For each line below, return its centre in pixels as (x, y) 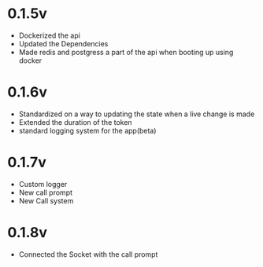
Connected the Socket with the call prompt (88, 254)
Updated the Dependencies (63, 43)
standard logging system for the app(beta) (87, 130)
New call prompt (45, 192)
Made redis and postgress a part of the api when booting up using (126, 52)
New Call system (46, 200)
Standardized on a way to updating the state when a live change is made (137, 114)
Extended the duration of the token (75, 122)
